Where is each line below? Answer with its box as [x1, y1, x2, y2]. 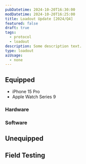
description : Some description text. [5, 44, 82, 49]
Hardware [5, 106, 29, 113]
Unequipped [5, 135, 44, 143]
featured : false [5, 21, 38, 26]
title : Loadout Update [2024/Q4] [5, 16, 73, 21]
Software [5, 119, 28, 126]
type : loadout [5, 48, 34, 53]
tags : [5, 30, 16, 35]
